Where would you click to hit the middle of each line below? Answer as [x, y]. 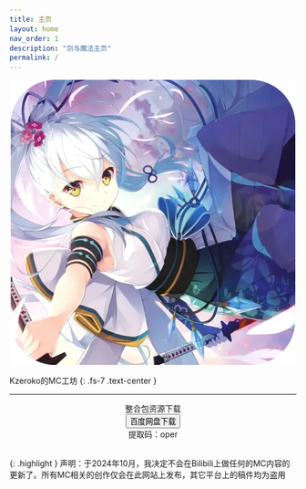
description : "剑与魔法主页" [61, 48]
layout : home [34, 29]
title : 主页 [31, 19]
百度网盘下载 [153, 422]
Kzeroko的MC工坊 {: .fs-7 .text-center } [83, 381]
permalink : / [34, 58]
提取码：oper [153, 434]
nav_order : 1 [34, 38]
